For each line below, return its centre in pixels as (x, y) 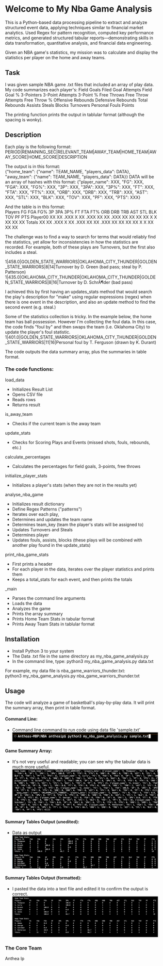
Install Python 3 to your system (43, 651)
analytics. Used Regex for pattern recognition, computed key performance (79, 33)
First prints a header (32, 564)
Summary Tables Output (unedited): (42, 822)
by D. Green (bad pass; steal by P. (108, 267)
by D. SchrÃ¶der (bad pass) (105, 282)
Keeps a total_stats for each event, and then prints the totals (72, 579)
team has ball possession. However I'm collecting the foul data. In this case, (81, 322)
